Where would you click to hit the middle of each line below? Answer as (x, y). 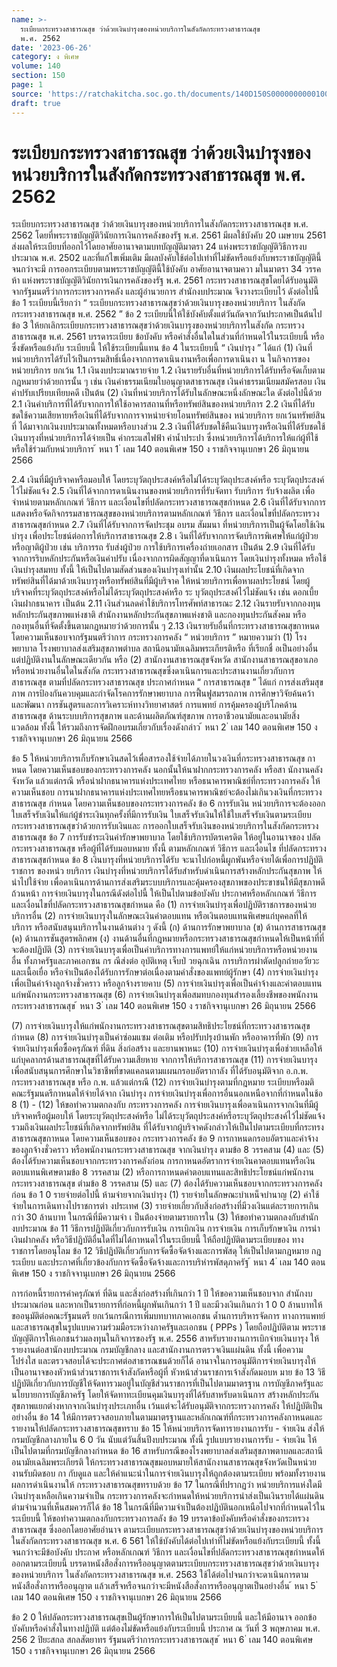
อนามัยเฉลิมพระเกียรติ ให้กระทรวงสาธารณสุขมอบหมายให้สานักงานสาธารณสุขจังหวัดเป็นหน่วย (164, 1462)
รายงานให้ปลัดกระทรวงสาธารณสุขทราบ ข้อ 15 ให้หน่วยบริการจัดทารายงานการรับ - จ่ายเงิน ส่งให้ (168, 1428)
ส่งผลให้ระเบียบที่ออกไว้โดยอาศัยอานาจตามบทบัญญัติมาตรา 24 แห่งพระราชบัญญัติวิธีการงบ (159, 247)
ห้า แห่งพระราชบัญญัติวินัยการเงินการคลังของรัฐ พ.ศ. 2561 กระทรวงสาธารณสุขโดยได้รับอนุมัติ (164, 280)
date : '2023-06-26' (52, 47)
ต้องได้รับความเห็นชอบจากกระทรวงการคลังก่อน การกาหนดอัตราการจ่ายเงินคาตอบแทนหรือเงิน (163, 1161)
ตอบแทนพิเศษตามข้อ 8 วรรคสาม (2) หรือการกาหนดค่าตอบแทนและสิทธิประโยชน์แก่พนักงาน (162, 1172)
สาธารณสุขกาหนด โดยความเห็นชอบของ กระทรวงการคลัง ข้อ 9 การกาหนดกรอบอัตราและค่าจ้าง (165, 1138)
